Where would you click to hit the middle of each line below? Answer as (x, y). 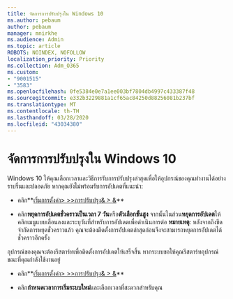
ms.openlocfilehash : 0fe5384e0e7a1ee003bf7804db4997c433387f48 (101, 92)
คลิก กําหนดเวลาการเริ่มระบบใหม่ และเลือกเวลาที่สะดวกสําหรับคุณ (90, 288)
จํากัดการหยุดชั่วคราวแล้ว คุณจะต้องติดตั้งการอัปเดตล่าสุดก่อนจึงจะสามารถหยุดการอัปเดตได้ (119, 230)
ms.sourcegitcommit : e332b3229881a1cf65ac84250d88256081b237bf (101, 99)
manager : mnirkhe (32, 33)
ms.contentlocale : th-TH (43, 111)
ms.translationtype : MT (42, 105)
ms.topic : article (34, 46)
